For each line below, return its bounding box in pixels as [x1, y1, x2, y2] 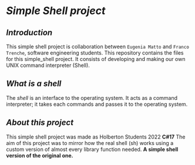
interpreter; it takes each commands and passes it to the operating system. [6, 100, 188, 107]
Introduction [6, 28, 53, 38]
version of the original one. [6, 151, 73, 159]
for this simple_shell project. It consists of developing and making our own [6, 56, 186, 62]
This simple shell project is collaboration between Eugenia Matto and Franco [6, 43, 190, 50]
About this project [6, 117, 74, 127]
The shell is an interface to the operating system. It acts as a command [6, 94, 178, 101]
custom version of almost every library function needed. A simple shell [6, 146, 179, 153]
